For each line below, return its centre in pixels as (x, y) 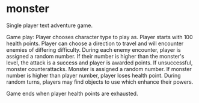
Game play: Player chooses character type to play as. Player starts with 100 (100, 37)
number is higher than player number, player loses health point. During (94, 75)
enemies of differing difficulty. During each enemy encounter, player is (94, 49)
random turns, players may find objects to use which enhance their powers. (100, 82)
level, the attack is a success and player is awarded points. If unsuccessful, (99, 63)
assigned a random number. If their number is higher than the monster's (95, 56)
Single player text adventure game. (50, 25)
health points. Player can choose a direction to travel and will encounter (95, 43)
